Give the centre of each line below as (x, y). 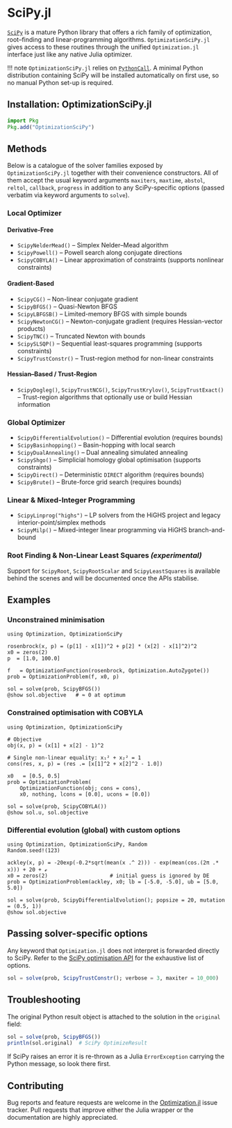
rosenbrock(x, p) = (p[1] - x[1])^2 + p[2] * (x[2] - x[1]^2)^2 (102, 647)
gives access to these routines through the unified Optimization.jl (103, 47)
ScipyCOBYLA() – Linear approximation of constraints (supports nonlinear (121, 260)
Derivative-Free (31, 230)
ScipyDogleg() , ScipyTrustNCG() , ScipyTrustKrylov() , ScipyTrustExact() (121, 389)
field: (15, 1024)
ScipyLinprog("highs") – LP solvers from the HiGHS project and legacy (119, 515)
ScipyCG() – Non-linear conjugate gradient (78, 299)
